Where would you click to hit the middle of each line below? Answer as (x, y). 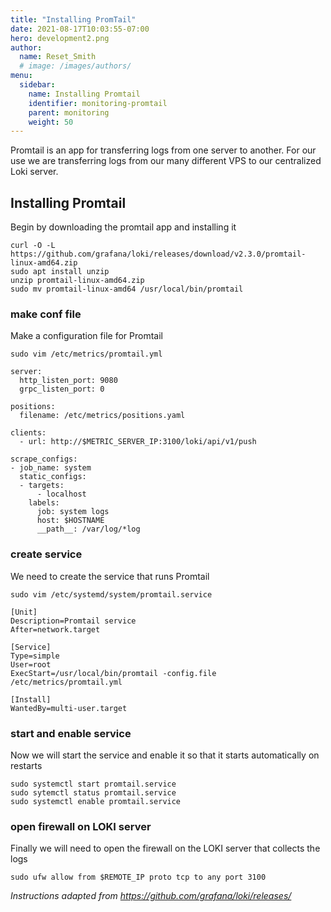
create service (46, 554)
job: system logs (73, 512)
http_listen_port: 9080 (68, 381)
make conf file (46, 314)
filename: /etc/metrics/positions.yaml (102, 416)
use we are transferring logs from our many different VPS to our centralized (166, 161)
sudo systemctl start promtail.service (93, 784)
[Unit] (24, 612)
